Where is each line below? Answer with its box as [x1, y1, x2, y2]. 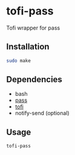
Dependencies [6, 74, 62, 85]
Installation [6, 42, 50, 52]
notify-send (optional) [15, 110, 70, 117]
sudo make [6, 57, 31, 64]
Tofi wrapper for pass [6, 24, 60, 31]
